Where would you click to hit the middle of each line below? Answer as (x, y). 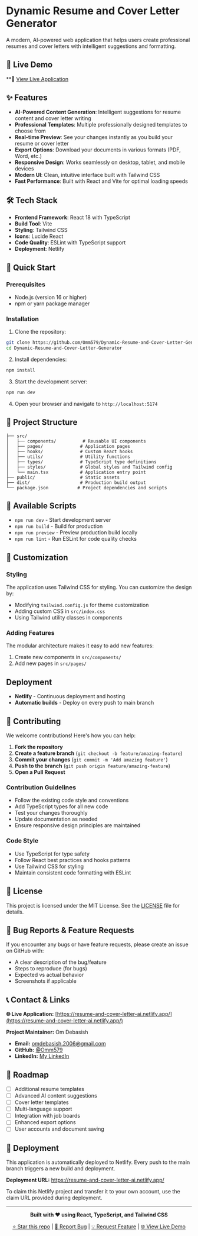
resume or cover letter (42, 143)
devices (24, 168)
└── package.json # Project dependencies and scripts (87, 488)
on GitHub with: (25, 951)
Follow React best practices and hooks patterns (72, 860)
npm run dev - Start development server (63, 520)
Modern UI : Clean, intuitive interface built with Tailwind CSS (87, 175)
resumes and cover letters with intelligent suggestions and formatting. (91, 46)
